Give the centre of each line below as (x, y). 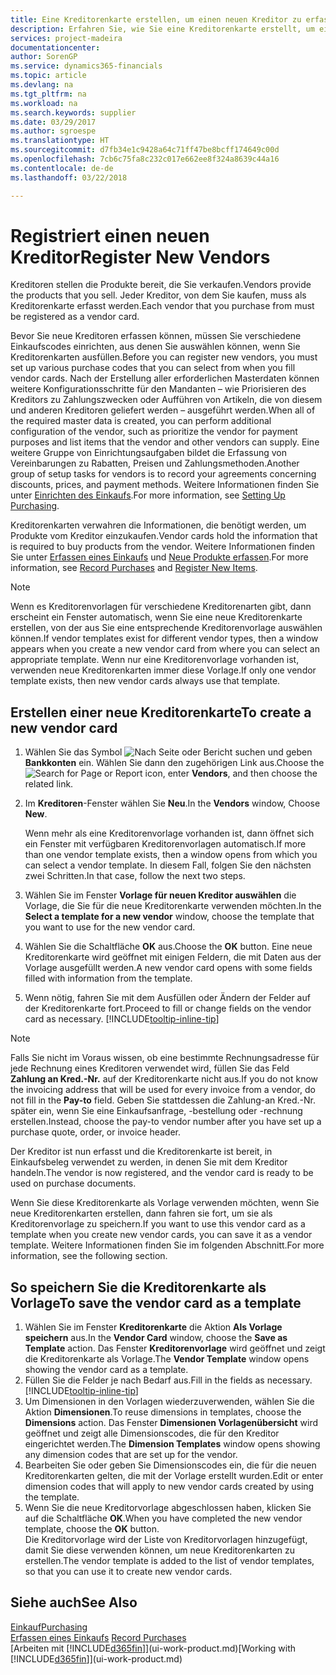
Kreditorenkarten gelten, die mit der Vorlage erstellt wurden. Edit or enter (174, 1476)
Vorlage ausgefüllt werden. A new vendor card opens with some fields (168, 968)
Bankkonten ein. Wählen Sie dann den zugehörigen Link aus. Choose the (174, 763)
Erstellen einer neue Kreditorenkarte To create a (161, 712)
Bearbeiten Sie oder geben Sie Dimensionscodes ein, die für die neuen (170, 1465)
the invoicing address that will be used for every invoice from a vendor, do (163, 1090)
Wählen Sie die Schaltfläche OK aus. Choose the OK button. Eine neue (168, 947)
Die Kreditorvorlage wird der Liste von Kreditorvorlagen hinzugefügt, (166, 1540)
